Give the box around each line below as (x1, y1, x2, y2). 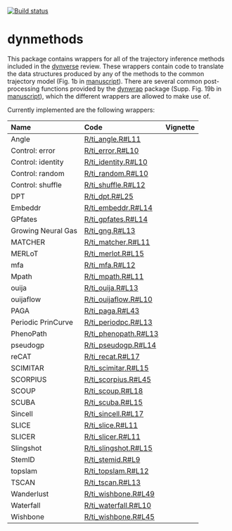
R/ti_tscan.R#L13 (84, 477, 141, 487)
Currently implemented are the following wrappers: (7, 106, 155, 114)
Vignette (165, 122, 195, 132)
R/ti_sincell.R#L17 (84, 408, 144, 418)
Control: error (11, 145, 56, 155)
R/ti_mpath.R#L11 (84, 271, 144, 281)
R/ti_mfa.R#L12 (84, 260, 136, 270)
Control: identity (11, 157, 64, 167)
